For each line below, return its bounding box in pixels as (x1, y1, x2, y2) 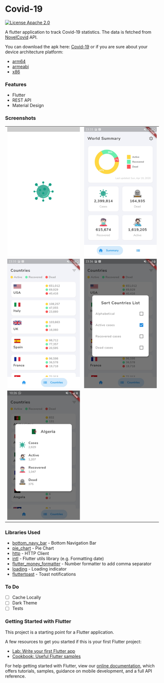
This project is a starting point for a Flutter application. (5, 629, 114, 635)
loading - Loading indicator (12, 566, 67, 572)
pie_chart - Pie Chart (12, 545, 54, 551)
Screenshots (5, 115, 36, 122)
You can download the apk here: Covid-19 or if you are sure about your (5, 44, 148, 49)
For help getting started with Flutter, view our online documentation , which (5, 662, 155, 668)
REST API (12, 97, 32, 103)
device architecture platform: (5, 49, 63, 55)
